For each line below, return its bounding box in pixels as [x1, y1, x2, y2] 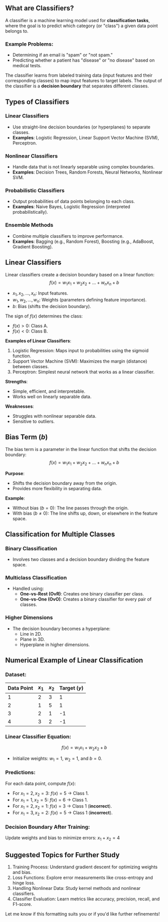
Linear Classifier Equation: [5, 733, 71, 740]
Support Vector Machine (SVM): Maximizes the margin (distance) [12, 358, 147, 364]
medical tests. [12, 63, 42, 69]
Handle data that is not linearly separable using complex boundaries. [12, 164, 154, 170]
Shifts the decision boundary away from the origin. [12, 480, 117, 486]
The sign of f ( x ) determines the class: [5, 313, 83, 319]
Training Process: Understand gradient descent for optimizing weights [12, 864, 158, 870]
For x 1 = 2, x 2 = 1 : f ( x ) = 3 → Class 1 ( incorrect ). [12, 803, 112, 811]
